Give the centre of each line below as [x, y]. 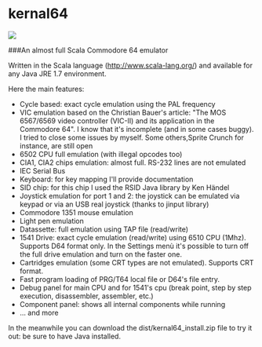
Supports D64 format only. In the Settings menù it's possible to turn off [134, 246]
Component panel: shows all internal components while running [122, 304]
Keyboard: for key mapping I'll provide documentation [106, 179]
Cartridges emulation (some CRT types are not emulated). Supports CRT [136, 262]
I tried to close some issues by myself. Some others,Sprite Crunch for [132, 137]
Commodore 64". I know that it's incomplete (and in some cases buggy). [136, 129]
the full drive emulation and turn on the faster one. [101, 254]
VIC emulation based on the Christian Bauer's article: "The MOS [123, 112]
